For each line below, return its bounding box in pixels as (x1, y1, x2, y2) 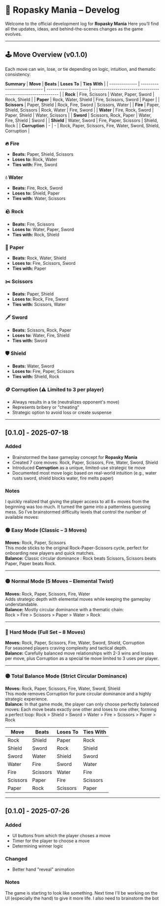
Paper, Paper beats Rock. (5, 561, 56, 566)
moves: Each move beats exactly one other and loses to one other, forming (5, 707, 157, 712)
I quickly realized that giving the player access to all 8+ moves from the (5, 499, 150, 505)
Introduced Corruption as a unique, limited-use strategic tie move (12, 464, 146, 471)
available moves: (5, 514, 39, 520)
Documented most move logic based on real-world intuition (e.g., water (12, 470, 157, 476)
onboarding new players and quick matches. (5, 550, 95, 556)
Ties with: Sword (12, 338, 48, 343)
